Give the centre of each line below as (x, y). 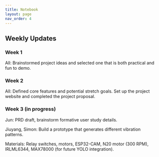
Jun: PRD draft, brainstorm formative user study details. (61, 119)
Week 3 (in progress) (31, 109)
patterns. (14, 134)
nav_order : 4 (18, 19)
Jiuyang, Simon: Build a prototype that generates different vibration (73, 129)
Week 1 (14, 52)
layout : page (18, 14)
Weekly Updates (31, 38)
